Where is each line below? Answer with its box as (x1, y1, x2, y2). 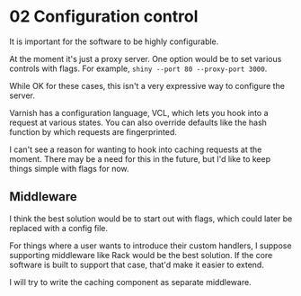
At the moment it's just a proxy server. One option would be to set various (9, 53, 282, 64)
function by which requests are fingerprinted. (9, 126, 178, 137)
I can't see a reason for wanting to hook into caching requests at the (9, 144, 262, 155)
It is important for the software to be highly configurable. (9, 36, 219, 47)
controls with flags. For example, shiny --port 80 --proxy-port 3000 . (9, 63, 268, 74)
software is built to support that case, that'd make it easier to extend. (9, 259, 265, 270)
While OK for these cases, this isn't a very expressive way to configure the (9, 80, 286, 91)
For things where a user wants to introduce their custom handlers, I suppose (9, 240, 292, 251)
